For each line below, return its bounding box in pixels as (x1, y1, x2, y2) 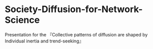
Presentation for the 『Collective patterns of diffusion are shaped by (5, 31, 148, 37)
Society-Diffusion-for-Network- (5, 4, 143, 15)
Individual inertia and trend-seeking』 (5, 38, 84, 44)
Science (5, 14, 40, 26)
